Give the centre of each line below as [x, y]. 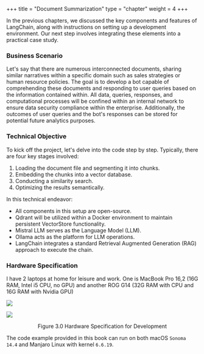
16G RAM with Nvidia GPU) [40, 291]
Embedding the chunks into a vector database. [74, 174]
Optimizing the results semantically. [60, 187]
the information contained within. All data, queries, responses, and [90, 95]
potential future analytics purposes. [51, 120]
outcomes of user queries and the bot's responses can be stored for [92, 114]
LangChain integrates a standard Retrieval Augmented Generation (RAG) [106, 243]
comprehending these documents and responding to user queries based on [101, 88]
